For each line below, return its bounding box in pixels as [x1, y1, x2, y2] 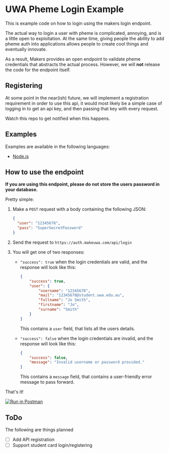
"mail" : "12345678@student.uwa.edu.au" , [38, 293, 125, 298]
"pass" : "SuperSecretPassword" [17, 225, 83, 231]
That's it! [5, 389, 24, 395]
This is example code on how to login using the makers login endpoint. [5, 20, 152, 26]
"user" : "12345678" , [17, 221, 61, 226]
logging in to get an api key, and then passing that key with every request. [5, 105, 159, 112]
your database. [5, 187, 38, 193]
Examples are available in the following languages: [5, 143, 110, 150]
